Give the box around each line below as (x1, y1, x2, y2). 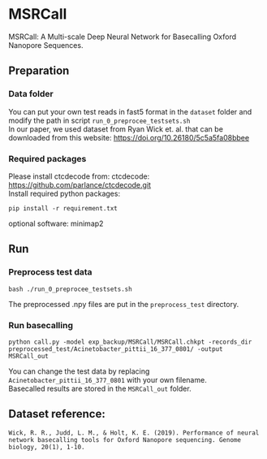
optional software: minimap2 (8, 219, 104, 228)
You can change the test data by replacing (8, 366, 150, 376)
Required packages (8, 153, 87, 164)
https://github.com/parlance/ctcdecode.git (8, 180, 152, 189)
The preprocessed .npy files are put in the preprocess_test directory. (8, 299, 239, 309)
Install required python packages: (8, 188, 120, 198)
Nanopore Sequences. (8, 40, 84, 50)
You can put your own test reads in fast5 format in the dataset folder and (8, 106, 252, 116)
